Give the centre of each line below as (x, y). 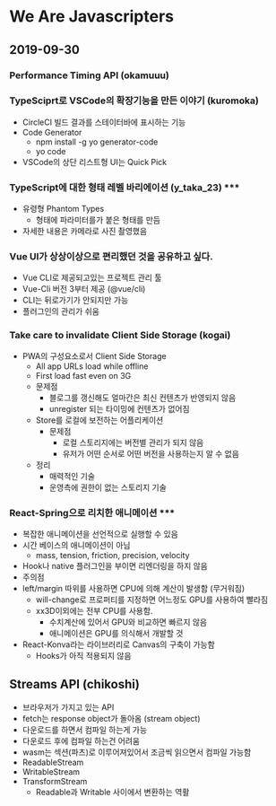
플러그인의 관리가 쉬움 (61, 311)
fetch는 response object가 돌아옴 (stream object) (111, 718)
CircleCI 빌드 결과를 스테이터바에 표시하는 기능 (104, 122)
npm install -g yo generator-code (97, 142)
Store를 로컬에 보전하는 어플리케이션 (99, 420)
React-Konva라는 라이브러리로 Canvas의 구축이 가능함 (118, 644)
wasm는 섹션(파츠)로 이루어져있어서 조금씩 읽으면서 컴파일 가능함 (137, 752)
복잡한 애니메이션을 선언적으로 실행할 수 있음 (100, 534)
